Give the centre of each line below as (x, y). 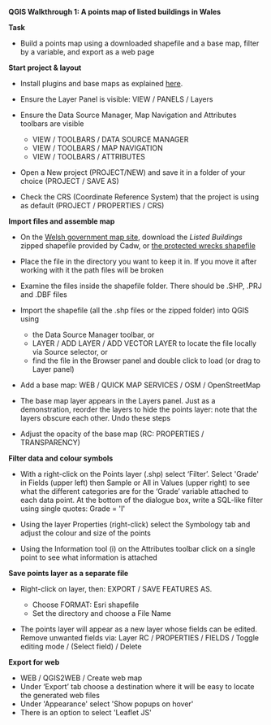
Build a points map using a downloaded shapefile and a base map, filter (140, 43)
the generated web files (60, 695)
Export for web (34, 662)
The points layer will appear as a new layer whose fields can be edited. (138, 629)
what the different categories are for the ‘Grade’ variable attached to (134, 491)
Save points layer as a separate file (69, 573)
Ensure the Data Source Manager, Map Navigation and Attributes (128, 115)
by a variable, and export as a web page (87, 52)
